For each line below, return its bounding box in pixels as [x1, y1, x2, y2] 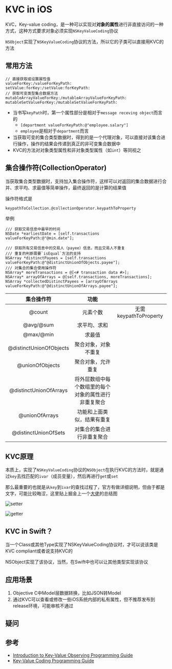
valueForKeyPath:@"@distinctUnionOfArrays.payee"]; [5, 283, 118, 289]
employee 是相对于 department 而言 [20, 127, 89, 134]
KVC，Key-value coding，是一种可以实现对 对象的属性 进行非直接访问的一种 [5, 21, 164, 27]
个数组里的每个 [74, 383, 111, 390]
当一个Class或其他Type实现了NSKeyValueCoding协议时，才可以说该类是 [5, 542, 159, 548]
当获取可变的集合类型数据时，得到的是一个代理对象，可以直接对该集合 [12, 134, 161, 140]
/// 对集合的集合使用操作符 [5, 265, 57, 271]
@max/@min [23, 331, 54, 338]
